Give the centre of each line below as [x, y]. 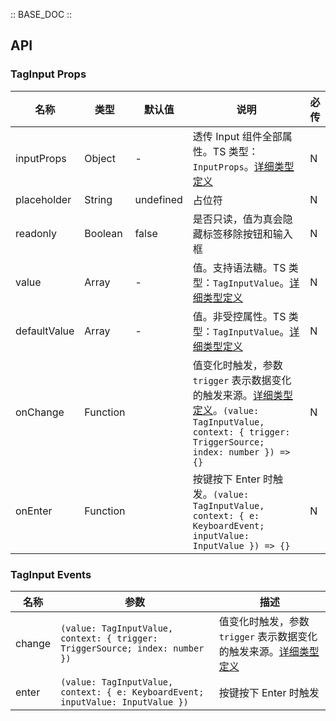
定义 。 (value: [226, 410]
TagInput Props [48, 74]
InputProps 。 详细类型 [243, 166]
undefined [158, 199]
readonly [36, 233]
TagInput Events [51, 574]
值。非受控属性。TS [239, 316]
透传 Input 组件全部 [237, 136]
